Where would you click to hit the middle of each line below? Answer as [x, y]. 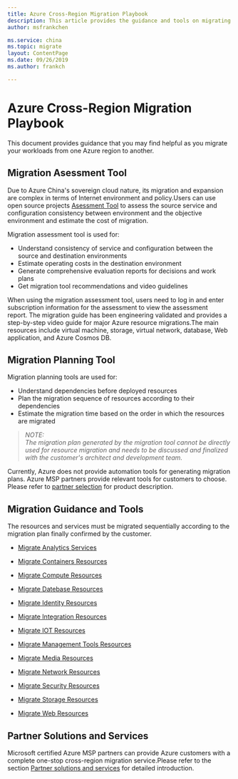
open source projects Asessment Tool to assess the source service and [112, 205]
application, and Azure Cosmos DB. [59, 337]
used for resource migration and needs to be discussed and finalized [126, 450]
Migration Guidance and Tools [76, 509]
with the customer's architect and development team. [104, 458]
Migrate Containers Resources [62, 562]
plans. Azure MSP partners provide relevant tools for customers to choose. [117, 479]
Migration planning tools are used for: [62, 377]
